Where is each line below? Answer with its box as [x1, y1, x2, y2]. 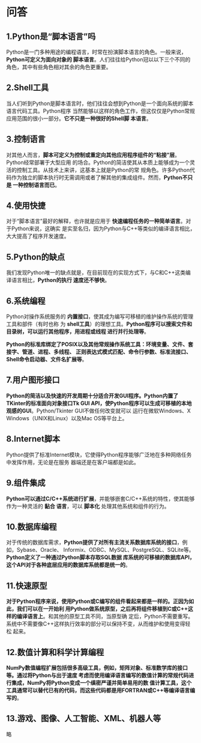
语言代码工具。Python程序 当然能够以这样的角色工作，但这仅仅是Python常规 [6, 107, 196, 114]
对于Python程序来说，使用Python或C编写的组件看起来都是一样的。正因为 [6, 598, 189, 605]
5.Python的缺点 [6, 252, 65, 262]
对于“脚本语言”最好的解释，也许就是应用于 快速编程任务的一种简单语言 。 [6, 218, 186, 225]
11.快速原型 [6, 581, 48, 591]
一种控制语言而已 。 [13, 181, 61, 188]
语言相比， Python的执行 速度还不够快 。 [11, 277, 110, 284]
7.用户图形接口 [6, 375, 60, 385]
